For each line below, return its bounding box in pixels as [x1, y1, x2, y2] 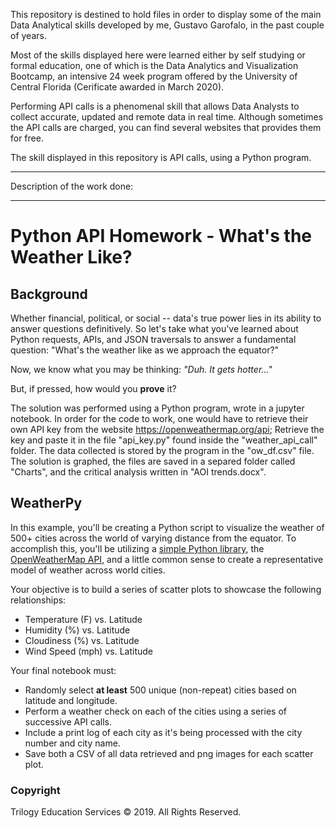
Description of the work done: [10, 180, 134, 192]
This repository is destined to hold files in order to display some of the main [10, 9, 322, 20]
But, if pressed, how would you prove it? [10, 383, 177, 394]
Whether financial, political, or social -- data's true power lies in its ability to [10, 312, 322, 324]
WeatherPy [10, 495, 83, 512]
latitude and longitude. [24, 694, 118, 706]
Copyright [10, 783, 61, 797]
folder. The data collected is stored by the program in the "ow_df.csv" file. [10, 445, 315, 456]
